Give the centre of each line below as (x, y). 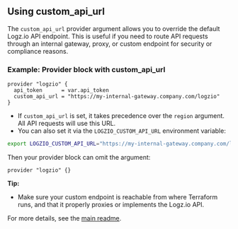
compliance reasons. (38, 51)
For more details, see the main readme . (64, 218)
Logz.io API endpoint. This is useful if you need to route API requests (108, 36)
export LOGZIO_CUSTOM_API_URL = (53, 144)
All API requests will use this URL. (67, 124)
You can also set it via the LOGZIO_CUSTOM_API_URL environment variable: (122, 131)
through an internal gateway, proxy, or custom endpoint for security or (110, 43)
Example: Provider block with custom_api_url (86, 69)
